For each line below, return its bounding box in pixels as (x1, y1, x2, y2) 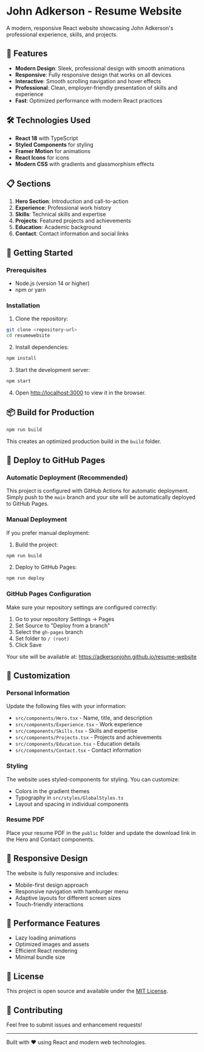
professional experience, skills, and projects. (6, 30, 118, 38)
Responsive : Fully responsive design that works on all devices (15, 71, 172, 78)
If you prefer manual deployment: (6, 529, 90, 536)
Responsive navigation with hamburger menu (15, 887, 129, 895)
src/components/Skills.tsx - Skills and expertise (15, 727, 138, 735)
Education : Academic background (15, 224, 101, 231)
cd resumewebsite (6, 332, 50, 339)
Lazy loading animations (15, 934, 76, 941)
